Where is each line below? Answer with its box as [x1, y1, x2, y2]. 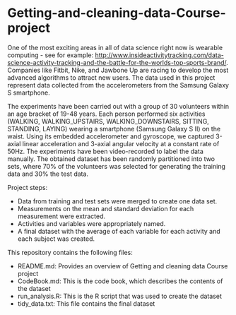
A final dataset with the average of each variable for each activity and [17, 227, 220, 235]
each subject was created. [17, 234, 95, 243]
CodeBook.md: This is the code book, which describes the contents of [17, 277, 223, 285]
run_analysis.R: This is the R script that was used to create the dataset [17, 292, 223, 300]
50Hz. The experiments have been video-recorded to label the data [7, 147, 203, 155]
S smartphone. [7, 88, 51, 97]
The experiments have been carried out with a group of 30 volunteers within [7, 102, 230, 110]
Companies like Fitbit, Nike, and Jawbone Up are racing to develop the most [7, 66, 229, 74]
